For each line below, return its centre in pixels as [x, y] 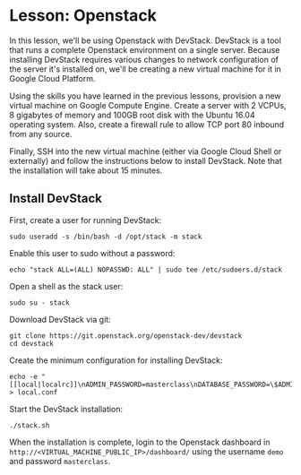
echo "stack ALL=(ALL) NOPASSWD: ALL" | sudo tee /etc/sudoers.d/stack [146, 270]
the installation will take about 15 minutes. [86, 170]
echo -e [24, 376]
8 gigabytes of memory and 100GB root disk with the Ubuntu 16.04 [132, 115]
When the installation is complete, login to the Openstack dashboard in [140, 442]
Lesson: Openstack [83, 16]
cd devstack [31, 343]
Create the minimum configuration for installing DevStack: [116, 360]
